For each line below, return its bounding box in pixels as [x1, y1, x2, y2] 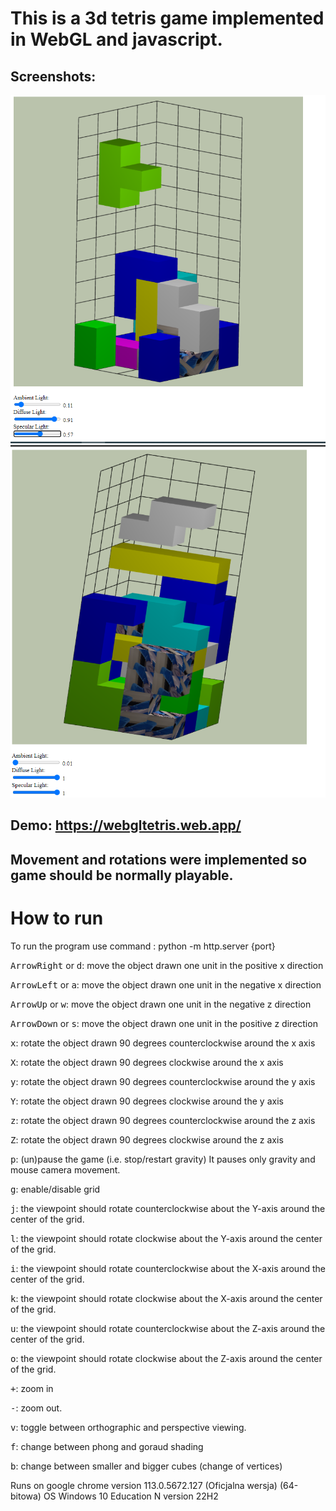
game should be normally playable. [10, 867, 234, 884]
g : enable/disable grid [10, 1183, 101, 1195]
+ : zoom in [10, 1382, 54, 1394]
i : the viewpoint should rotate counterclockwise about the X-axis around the [10, 1262, 326, 1274]
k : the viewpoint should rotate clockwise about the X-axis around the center [10, 1292, 323, 1304]
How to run [10, 907, 104, 929]
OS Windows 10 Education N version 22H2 [43, 1490, 219, 1502]
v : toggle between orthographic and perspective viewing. [10, 1421, 247, 1433]
